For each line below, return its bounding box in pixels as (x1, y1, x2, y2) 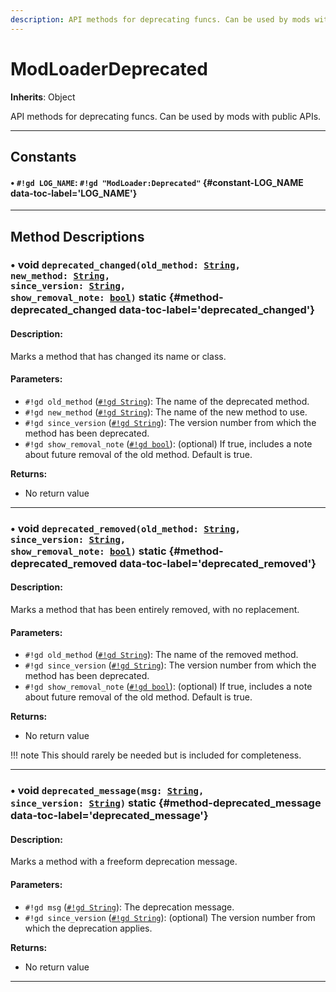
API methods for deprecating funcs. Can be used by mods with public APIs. (10, 110, 322, 122)
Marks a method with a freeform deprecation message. (10, 856, 238, 868)
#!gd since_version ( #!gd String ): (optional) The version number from (24, 911, 316, 923)
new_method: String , (10, 271, 111, 282)
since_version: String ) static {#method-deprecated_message (10, 796, 322, 810)
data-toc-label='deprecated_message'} (10, 809, 209, 823)
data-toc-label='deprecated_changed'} (118, 303, 316, 317)
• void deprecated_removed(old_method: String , (10, 521, 241, 535)
